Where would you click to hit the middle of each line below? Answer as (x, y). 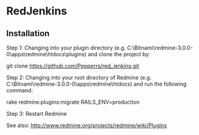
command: (20, 90)
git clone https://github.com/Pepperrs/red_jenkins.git (73, 66)
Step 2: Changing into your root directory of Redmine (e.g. (79, 77)
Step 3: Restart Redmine (37, 114)
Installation (28, 33)
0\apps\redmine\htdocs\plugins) (46, 54)
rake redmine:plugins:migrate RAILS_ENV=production (73, 102)
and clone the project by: (119, 54)
